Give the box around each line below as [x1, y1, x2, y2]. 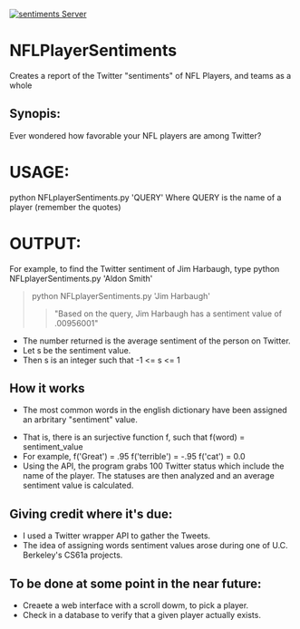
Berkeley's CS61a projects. [22, 549, 123, 561]
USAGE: [9, 161, 70, 182]
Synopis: [9, 106, 62, 121]
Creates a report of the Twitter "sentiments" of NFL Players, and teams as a [9, 70, 292, 81]
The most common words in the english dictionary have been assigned [22, 404, 287, 416]
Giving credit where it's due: [9, 506, 173, 521]
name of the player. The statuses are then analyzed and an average [22, 470, 275, 481]
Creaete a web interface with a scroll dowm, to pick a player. [22, 600, 249, 611]
